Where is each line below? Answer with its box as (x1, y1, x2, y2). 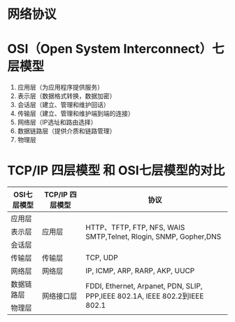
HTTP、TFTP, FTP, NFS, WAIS (85, 223, 185, 232)
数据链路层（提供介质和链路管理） (17, 127, 116, 135)
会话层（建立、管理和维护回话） (17, 101, 110, 109)
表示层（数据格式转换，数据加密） (17, 92, 116, 100)
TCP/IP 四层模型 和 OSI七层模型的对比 (7, 162, 225, 178)
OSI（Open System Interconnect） (7, 41, 213, 57)
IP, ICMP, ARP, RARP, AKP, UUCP (85, 266, 195, 276)
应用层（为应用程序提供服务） (17, 83, 104, 92)
